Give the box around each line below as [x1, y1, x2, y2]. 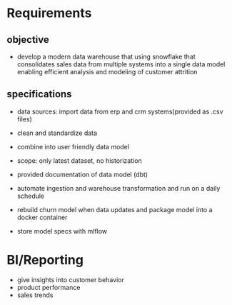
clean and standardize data [16, 129, 98, 137]
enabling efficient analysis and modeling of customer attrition [16, 68, 198, 76]
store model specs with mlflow [16, 226, 108, 235]
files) [16, 114, 33, 123]
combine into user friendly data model [16, 142, 130, 151]
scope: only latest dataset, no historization [16, 156, 142, 165]
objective [6, 34, 49, 46]
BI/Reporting [6, 252, 84, 268]
